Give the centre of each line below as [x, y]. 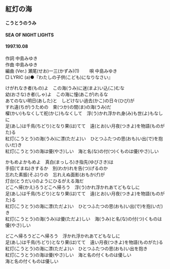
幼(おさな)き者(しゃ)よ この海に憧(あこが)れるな [57, 94]
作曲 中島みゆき [22, 64]
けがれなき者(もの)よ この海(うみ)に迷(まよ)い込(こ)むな [65, 88]
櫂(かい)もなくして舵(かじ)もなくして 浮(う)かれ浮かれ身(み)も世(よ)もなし [84, 113]
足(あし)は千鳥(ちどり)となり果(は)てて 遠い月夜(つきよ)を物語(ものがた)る [84, 242]
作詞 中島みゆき [22, 58]
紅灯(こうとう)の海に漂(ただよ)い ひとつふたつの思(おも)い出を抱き [76, 248]
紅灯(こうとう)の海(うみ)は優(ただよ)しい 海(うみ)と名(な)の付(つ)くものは [84, 218]
